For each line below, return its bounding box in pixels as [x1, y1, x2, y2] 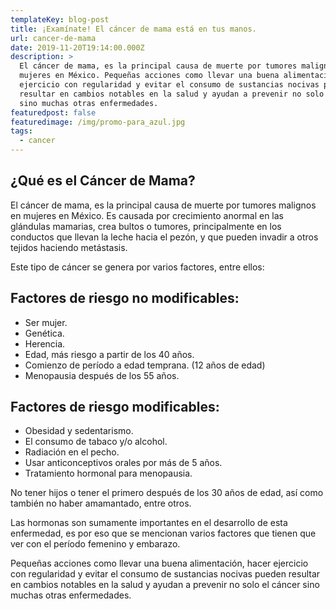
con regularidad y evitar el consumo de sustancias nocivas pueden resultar [10, 568, 321, 580]
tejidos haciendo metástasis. [10, 241, 128, 253]
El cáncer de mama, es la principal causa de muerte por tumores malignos [10, 199, 317, 211]
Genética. [24, 327, 65, 339]
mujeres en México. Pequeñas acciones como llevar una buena [19, 71, 280, 81]
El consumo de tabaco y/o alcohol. [24, 436, 168, 448]
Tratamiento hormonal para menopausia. [24, 467, 193, 480]
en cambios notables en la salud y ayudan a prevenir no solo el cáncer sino [10, 579, 320, 591]
